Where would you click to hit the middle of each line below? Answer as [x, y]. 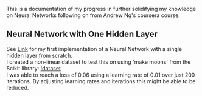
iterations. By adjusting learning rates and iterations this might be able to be [101, 81]
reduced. [18, 87]
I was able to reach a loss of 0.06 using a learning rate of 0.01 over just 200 [101, 75]
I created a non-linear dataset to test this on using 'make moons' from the [99, 62]
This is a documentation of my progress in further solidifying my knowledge [101, 9]
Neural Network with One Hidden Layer [82, 34]
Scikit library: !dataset [33, 68]
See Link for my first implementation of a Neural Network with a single [94, 49]
